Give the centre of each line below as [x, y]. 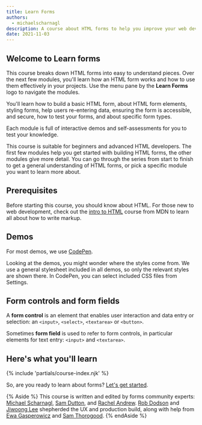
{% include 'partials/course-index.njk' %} [58, 373]
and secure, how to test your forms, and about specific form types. [89, 116]
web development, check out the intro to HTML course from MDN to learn [98, 212]
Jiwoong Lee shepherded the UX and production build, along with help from [100, 409]
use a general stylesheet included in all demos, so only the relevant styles [98, 269]
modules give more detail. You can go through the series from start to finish [100, 159]
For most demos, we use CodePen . [50, 251]
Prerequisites [32, 191]
